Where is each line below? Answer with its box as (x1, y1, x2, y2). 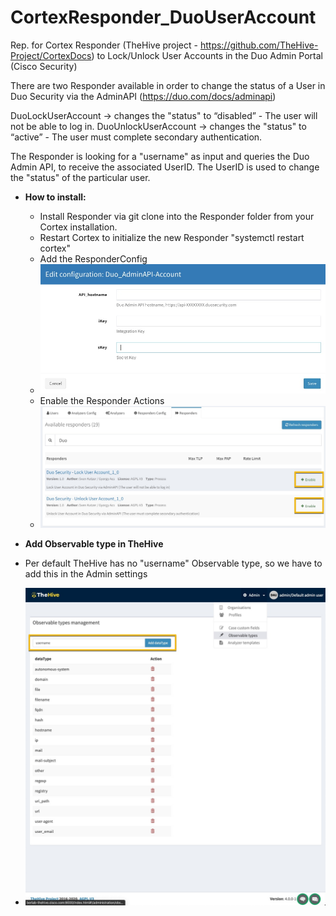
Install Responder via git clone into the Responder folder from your (39, 210, 315, 222)
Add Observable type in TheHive (24, 537, 164, 550)
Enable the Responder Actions (39, 394, 165, 406)
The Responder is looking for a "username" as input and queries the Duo (10, 150, 310, 162)
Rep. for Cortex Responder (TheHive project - (10, 39, 198, 51)
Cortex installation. (39, 221, 118, 233)
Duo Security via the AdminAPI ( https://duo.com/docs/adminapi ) (10, 90, 277, 102)
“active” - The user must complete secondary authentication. (10, 131, 263, 143)
